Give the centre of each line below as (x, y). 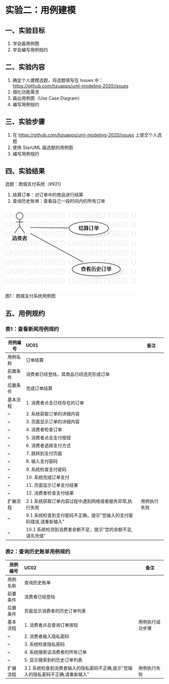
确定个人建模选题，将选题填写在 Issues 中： (58, 80)
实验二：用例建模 (41, 10)
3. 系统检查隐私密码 (45, 644)
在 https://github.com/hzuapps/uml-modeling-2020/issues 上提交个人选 (87, 135)
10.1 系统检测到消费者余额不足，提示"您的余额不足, (79, 530)
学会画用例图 (26, 44)
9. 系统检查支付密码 (46, 469)
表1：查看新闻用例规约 (32, 329)
